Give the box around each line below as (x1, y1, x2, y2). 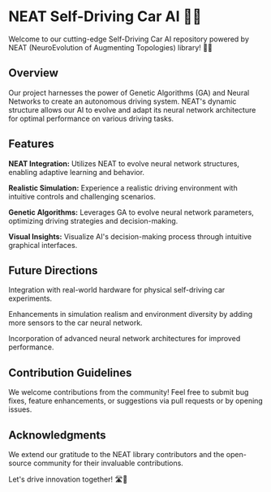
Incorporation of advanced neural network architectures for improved (8, 334, 241, 344)
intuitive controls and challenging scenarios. (8, 191, 157, 201)
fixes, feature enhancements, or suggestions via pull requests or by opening (8, 396, 264, 406)
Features (8, 137, 54, 151)
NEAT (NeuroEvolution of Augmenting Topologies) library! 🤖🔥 (8, 42, 213, 52)
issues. (8, 404, 32, 414)
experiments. (8, 293, 53, 303)
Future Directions (8, 263, 98, 277)
